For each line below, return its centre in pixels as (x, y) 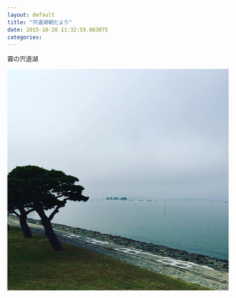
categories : (25, 37)
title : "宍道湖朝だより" (40, 22)
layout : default (31, 15)
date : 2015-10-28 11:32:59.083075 (58, 30)
